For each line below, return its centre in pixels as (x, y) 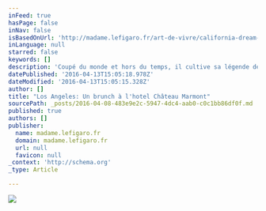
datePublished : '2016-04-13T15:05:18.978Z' (81, 74)
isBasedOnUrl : (32, 38)
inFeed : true (30, 15)
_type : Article (33, 170)
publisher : (26, 126)
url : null (31, 148)
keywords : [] (30, 60)
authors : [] (28, 119)
